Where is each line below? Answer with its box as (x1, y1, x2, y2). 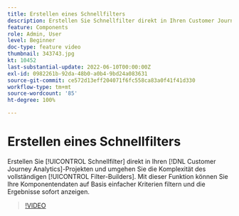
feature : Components (7, 24, 69, 31)
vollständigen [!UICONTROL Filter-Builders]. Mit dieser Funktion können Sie (7, 172, 229, 180)
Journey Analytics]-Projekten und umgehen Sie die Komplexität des (7, 165, 206, 173)
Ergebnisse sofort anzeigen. (7, 187, 90, 196)
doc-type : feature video (7, 43, 81, 51)
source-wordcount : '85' (7, 90, 78, 97)
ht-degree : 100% (7, 97, 55, 104)
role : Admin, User (7, 30, 62, 38)
